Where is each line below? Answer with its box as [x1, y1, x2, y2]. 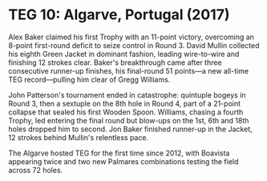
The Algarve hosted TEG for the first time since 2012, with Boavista [8, 148, 230, 158]
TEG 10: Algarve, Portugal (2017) [8, 6, 230, 24]
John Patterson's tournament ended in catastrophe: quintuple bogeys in [8, 90, 246, 99]
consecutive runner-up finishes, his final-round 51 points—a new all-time [8, 66, 249, 75]
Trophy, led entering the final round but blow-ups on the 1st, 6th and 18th [8, 115, 249, 125]
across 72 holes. [8, 165, 63, 175]
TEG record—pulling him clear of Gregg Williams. [8, 74, 171, 84]
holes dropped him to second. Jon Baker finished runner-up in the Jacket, [8, 124, 253, 134]
